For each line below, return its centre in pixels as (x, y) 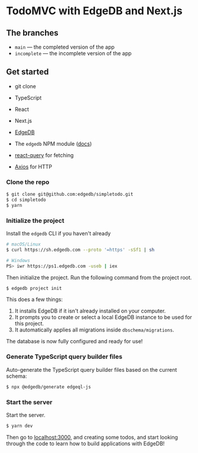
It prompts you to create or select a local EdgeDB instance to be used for (103, 317)
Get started (27, 72)
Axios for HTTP (33, 167)
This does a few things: (35, 299)
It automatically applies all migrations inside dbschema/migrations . (94, 330)
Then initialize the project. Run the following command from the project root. (99, 277)
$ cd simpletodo (26, 200)
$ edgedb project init (34, 288)
